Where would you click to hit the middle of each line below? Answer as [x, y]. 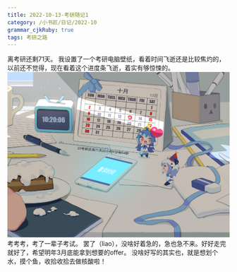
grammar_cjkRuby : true [41, 30]
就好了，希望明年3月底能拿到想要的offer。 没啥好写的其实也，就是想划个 [113, 252]
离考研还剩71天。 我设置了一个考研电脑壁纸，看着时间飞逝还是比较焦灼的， [116, 59]
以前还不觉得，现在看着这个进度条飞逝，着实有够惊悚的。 [91, 68]
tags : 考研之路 [28, 37]
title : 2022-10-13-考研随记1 [48, 15]
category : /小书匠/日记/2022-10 [52, 22]
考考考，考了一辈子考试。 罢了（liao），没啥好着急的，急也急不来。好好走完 [117, 243]
